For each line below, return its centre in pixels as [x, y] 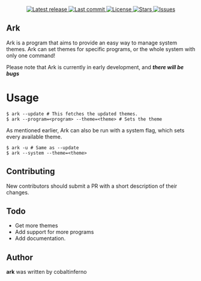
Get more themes [36, 226]
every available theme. [34, 137]
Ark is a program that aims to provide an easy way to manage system [92, 43]
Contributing [31, 171]
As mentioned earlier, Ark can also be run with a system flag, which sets [95, 130]
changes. [18, 192]
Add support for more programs [54, 232]
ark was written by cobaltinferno [46, 272]
